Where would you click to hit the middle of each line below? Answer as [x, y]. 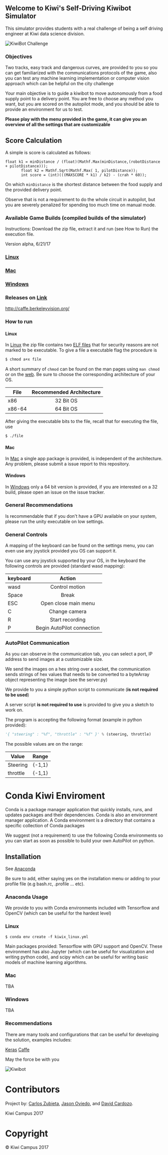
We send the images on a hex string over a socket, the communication [78, 669]
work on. [14, 710]
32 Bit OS [66, 401]
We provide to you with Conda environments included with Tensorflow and [82, 908]
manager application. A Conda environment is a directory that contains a [80, 820]
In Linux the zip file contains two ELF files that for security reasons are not [82, 345]
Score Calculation [34, 140]
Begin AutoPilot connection [68, 628]
